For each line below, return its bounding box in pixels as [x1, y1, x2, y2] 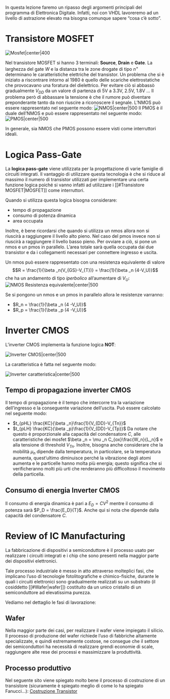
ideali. [5, 131, 18, 137]
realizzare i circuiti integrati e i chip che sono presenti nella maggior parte [5, 552, 159, 558]
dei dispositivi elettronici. [5, 557, 57, 564]
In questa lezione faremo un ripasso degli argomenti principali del [5, 5, 142, 10]
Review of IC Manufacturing [5, 530, 125, 542]
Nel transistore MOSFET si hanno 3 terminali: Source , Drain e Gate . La [5, 60, 153, 66]
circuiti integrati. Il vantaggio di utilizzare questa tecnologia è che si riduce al [5, 171, 165, 177]
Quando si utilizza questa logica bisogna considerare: [5, 197, 118, 203]
